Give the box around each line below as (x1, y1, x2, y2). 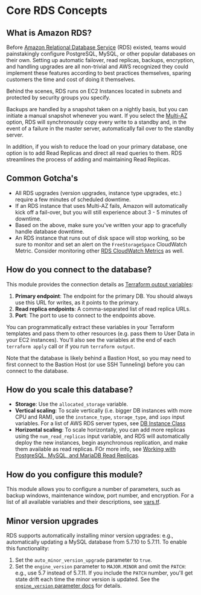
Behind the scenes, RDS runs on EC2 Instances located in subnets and (6, 88, 182, 94)
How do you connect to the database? (6, 265, 152, 275)
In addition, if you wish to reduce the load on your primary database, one (6, 143, 188, 150)
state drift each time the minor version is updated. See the (14, 576, 160, 583)
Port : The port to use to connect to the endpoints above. (14, 312, 156, 319)
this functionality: (6, 545, 49, 552)
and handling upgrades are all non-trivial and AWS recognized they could (6, 63, 189, 70)
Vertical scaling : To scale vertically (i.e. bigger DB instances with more (14, 407, 192, 414)
